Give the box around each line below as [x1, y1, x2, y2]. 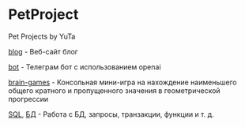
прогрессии [8, 94, 49, 103]
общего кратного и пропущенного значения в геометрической [8, 85, 220, 95]
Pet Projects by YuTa [8, 32, 76, 41]
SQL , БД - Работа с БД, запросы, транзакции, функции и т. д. [8, 109, 215, 119]
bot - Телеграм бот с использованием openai [8, 62, 161, 72]
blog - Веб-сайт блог [8, 47, 78, 56]
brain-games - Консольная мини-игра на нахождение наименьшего [8, 77, 237, 87]
